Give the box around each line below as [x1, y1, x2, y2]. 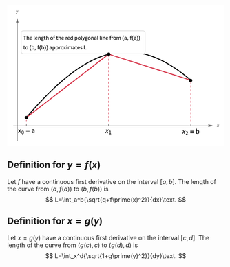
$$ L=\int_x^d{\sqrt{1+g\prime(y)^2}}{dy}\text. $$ [45, 251, 187, 259]
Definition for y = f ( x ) [7, 159, 101, 171]
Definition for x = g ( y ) [7, 216, 103, 227]
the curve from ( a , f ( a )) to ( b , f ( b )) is [7, 185, 109, 193]
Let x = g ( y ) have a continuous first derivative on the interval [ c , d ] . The [7, 233, 210, 242]
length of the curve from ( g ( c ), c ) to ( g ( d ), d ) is [7, 241, 138, 249]
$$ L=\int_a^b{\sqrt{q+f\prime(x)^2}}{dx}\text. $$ [45, 195, 187, 204]
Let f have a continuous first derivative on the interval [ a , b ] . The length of [7, 177, 217, 185]
